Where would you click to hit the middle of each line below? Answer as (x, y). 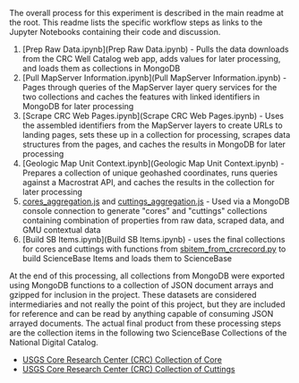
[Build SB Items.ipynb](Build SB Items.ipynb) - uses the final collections (154, 239)
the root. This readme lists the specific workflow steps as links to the (136, 22)
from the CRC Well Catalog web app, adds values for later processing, (151, 59)
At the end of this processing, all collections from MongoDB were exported (147, 276)
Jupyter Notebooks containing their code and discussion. (115, 32)
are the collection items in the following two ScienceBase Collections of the (148, 333)
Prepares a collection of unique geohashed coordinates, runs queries (150, 173)
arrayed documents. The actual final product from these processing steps (145, 323)
